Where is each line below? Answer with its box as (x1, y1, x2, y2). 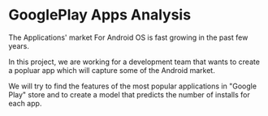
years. (8, 41, 30, 50)
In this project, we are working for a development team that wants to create (8, 57, 260, 67)
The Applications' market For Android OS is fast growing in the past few (8, 32, 249, 42)
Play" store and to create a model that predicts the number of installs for (8, 89, 250, 99)
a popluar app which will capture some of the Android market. (8, 65, 215, 75)
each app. (8, 98, 42, 108)
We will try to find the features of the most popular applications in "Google (8, 81, 257, 91)
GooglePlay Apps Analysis (8, 6, 192, 24)
